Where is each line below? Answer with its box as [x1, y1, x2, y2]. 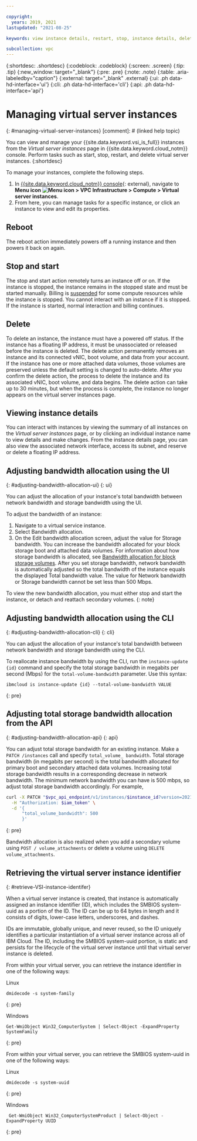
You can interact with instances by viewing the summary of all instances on [6, 424, 188, 431]
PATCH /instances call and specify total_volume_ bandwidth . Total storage [6, 752, 185, 759]
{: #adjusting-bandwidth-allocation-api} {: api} [6, 734, 118, 741]
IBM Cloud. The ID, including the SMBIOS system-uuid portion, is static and [6, 937, 188, 944]
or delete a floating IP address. [6, 449, 80, 456]
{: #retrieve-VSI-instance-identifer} [6, 883, 91, 890]
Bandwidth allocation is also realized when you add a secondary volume [6, 838, 181, 845]
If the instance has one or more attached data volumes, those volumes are [6, 360, 186, 367]
